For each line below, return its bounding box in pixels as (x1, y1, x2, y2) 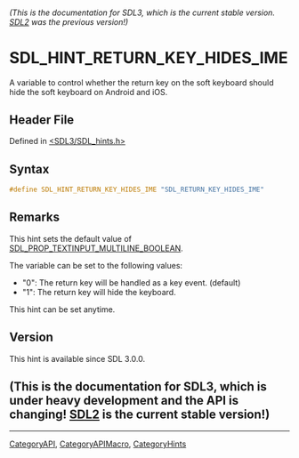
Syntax (9, 161, 50, 177)
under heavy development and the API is (9, 393, 238, 408)
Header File (9, 112, 75, 127)
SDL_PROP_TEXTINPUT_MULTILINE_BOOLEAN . (9, 243, 184, 253)
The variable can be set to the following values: (9, 260, 183, 270)
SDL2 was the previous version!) (9, 16, 129, 27)
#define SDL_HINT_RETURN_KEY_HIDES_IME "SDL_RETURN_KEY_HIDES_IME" (9, 185, 265, 195)
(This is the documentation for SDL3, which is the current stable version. (9, 7, 276, 18)
